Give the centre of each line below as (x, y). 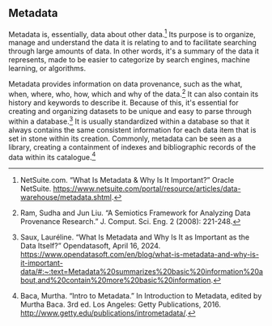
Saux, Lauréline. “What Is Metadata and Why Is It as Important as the (134, 237)
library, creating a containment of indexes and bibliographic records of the (132, 147)
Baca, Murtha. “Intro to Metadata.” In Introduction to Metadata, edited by (141, 296)
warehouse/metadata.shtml (66, 197)
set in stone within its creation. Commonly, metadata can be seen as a (125, 138)
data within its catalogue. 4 (52, 156)
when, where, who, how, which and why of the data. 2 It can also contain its (134, 94)
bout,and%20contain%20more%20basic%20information (115, 280)
